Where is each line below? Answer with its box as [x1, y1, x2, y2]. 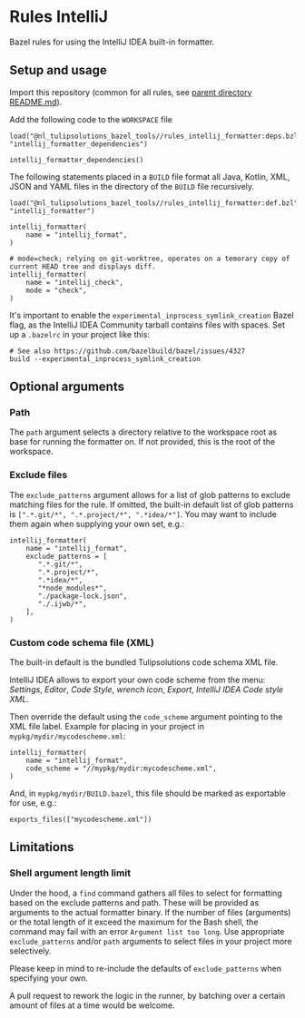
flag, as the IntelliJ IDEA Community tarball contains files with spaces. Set [9, 319, 286, 330]
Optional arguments [9, 379, 125, 395]
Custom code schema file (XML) [9, 636, 154, 649]
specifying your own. [9, 973, 89, 984]
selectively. [9, 945, 52, 956]
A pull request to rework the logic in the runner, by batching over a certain [9, 990, 286, 1001]
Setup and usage [9, 63, 107, 78]
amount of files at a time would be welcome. [9, 1000, 175, 1011]
